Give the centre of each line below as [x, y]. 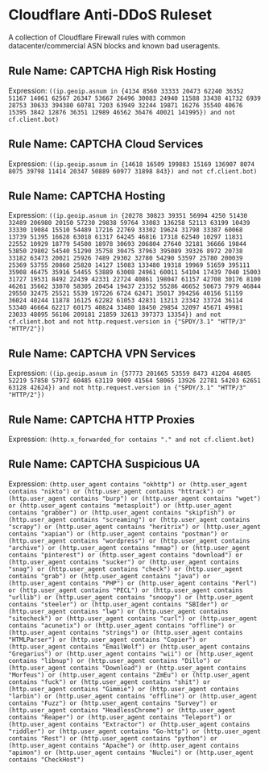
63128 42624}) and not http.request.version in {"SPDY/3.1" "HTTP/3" [128, 388]
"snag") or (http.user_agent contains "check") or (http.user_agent [126, 569]
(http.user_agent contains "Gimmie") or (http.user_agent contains [124, 689]
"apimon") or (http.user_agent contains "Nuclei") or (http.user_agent [131, 752]
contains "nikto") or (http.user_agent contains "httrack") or [117, 491]
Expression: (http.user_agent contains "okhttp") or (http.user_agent [128, 483]
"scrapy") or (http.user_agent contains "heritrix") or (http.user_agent [135, 527]
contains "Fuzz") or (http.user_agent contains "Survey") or [113, 703]
